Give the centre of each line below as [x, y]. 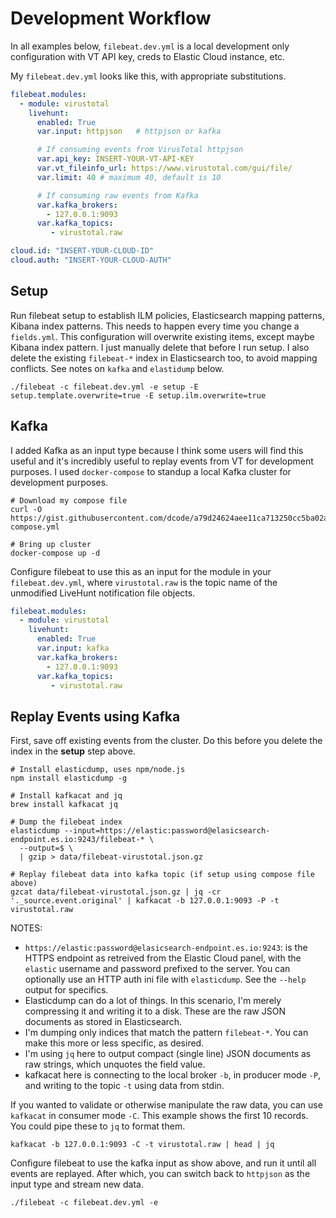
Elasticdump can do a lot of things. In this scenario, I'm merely [153, 1001]
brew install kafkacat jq [64, 805]
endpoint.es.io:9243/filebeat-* [77, 840]
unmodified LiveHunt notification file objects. [103, 593]
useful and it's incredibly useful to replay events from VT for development [162, 461]
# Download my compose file [69, 500]
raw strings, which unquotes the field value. [115, 1064]
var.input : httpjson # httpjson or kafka [129, 132]
